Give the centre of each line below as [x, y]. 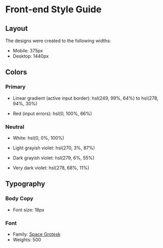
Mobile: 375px [28, 51]
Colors [16, 72]
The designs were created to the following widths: [58, 41]
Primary [15, 87]
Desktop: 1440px [31, 56]
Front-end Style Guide [53, 9]
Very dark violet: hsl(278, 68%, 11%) [51, 167]
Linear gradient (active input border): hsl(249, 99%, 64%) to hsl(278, [86, 98]
